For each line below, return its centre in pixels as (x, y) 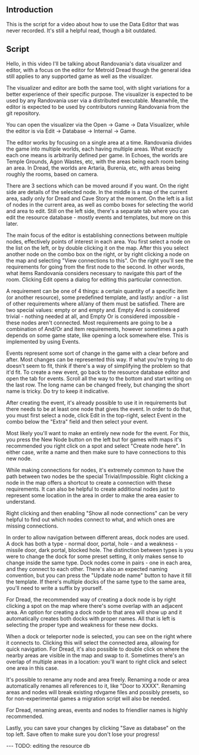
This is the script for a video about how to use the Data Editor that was (93, 24)
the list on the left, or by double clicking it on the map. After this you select (97, 248)
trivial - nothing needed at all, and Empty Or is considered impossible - (93, 316)
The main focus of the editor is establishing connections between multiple (97, 235)
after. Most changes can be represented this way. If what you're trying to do (99, 359)
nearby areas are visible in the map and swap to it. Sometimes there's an (95, 655)
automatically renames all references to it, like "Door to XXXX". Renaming (96, 686)
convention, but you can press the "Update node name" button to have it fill (99, 575)
